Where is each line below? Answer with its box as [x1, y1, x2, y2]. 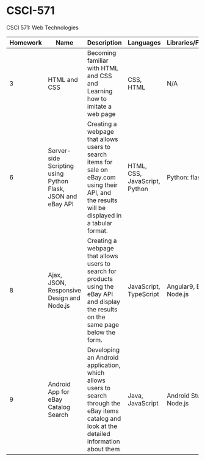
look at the [87, 422, 118, 430]
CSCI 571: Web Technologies [6, 24, 79, 31]
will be [87, 203, 106, 212]
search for [87, 267, 117, 275]
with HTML [87, 64, 119, 72]
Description [87, 38, 122, 46]
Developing [87, 346, 120, 354]
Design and [48, 294, 81, 302]
